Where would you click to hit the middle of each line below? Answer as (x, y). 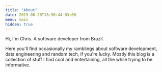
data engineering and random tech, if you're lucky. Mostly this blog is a (80, 54)
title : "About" (21, 10)
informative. (18, 65)
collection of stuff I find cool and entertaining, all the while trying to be (79, 60)
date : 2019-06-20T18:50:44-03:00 (41, 15)
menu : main (17, 19)
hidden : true (19, 24)
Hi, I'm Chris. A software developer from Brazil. (55, 39)
